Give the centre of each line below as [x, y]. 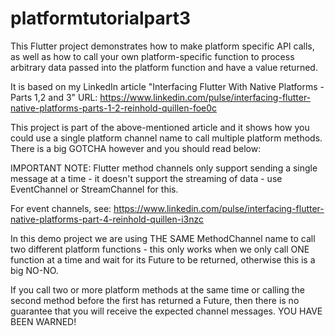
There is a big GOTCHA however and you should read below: [136, 148]
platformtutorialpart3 [100, 18]
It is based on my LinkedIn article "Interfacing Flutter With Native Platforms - [167, 86]
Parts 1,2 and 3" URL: [54, 97]
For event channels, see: [61, 208]
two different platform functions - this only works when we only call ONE [160, 249]
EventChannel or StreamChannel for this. [94, 189]
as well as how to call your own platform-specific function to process [152, 56]
